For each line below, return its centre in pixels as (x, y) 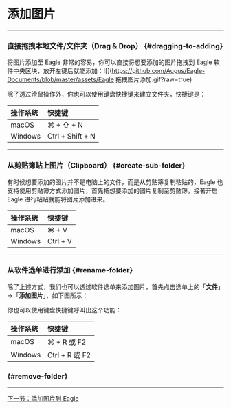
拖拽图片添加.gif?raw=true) (154, 79)
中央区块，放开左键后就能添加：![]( (62, 71)
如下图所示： (70, 295)
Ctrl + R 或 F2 (69, 355)
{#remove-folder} (37, 376)
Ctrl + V (59, 241)
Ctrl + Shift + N (71, 137)
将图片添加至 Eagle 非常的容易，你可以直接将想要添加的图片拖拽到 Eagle (110, 62)
